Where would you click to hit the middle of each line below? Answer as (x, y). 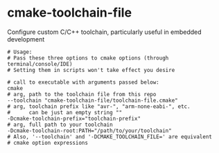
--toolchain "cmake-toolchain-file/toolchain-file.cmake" (93, 100)
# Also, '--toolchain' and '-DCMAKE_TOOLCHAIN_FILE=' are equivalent (110, 136)
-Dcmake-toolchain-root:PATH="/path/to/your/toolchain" (89, 130)
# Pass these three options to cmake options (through (88, 58)
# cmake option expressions (48, 143)
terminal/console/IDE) (40, 64)
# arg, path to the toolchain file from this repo (82, 94)
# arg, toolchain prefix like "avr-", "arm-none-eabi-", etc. (99, 106)
